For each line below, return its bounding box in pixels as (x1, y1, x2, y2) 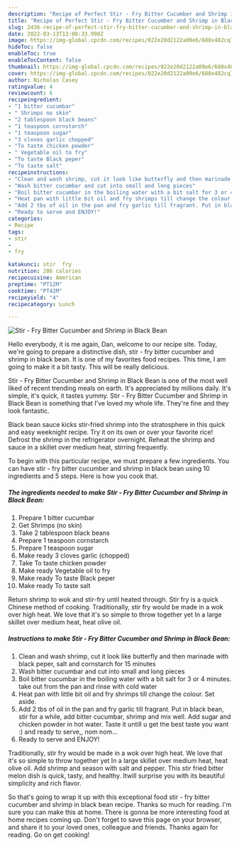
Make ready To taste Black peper (18, 574, 116, 582)
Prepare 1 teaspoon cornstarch (18, 536, 109, 545)
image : (8, 37, 28, 44)
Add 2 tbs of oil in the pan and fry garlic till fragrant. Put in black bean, (18, 705, 224, 714)
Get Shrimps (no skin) (18, 521, 82, 530)
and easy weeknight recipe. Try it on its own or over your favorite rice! (8, 428, 213, 437)
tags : (8, 228, 24, 235)
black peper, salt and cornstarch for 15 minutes (18, 660, 156, 668)
